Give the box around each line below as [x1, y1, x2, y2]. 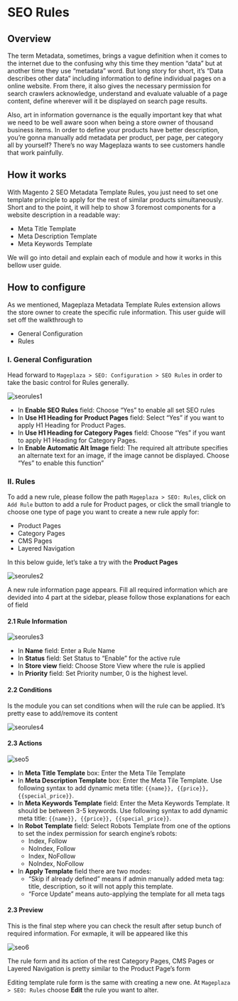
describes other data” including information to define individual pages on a [7, 74, 226, 83]
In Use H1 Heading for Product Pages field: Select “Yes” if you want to [17, 413, 225, 422]
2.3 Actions [7, 739, 43, 748]
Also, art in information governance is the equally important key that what [7, 111, 222, 119]
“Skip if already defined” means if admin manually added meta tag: [28, 874, 225, 883]
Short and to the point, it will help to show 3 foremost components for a [7, 203, 216, 211]
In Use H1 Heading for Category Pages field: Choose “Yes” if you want [17, 428, 226, 437]
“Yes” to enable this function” [17, 458, 104, 467]
